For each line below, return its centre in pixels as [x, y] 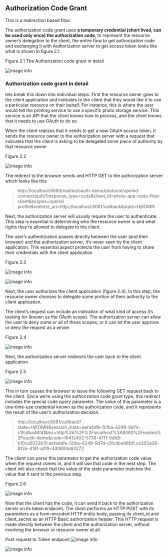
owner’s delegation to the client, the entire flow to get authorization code [80, 40]
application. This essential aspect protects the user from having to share [80, 247]
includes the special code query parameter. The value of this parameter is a [83, 401]
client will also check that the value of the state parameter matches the [78, 469]
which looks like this [26, 181]
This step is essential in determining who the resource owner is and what [80, 221]
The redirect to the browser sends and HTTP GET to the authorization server [84, 176]
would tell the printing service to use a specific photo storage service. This [82, 110]
